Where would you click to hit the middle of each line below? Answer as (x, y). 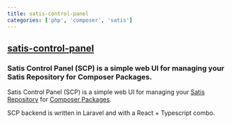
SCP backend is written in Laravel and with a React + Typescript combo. (111, 113)
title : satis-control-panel (48, 14)
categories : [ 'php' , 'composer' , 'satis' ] (70, 20)
